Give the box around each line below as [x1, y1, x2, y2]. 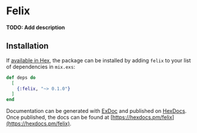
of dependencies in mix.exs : [6, 63, 76, 70]
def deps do [6, 74, 36, 81]
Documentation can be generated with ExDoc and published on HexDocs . [6, 107, 187, 115]
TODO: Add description [6, 24, 65, 31]
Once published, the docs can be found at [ [6, 114, 113, 121]
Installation [6, 41, 49, 51]
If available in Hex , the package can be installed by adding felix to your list [6, 56, 192, 64]
